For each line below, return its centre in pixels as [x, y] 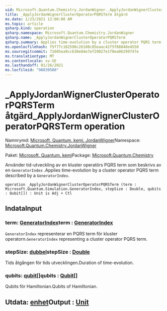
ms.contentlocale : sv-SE [31, 61]
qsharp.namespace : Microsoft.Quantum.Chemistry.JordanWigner [70, 33]
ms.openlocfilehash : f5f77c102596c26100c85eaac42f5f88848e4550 [72, 47]
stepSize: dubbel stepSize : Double [48, 252]
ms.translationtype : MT [30, 56]
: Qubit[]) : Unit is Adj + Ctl [39, 193]
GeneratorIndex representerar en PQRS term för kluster [61, 233]
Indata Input [24, 209]
